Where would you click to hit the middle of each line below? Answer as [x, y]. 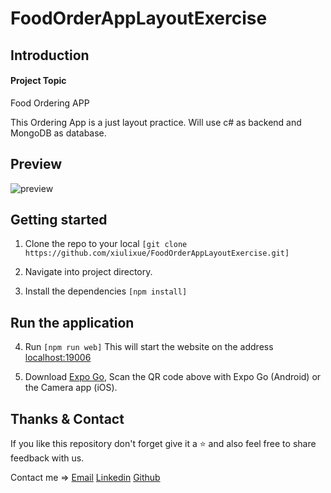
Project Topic [38, 81]
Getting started [59, 219]
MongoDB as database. [58, 133]
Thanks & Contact [67, 418]
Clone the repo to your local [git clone [106, 244]
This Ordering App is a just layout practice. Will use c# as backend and [156, 122]
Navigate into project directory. [88, 272]
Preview [36, 164]
